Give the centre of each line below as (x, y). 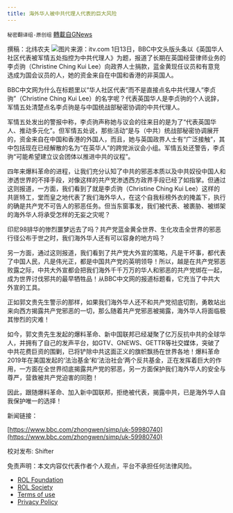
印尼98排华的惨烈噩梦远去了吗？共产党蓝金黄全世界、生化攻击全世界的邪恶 (114, 229)
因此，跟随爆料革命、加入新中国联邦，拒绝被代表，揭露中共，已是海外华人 (113, 392)
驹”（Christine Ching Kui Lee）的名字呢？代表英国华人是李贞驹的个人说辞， (115, 98)
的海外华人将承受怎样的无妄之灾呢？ (59, 214)
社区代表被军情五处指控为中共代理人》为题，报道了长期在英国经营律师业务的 (116, 58)
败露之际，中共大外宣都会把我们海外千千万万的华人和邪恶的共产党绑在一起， (116, 270)
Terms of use (36, 494)
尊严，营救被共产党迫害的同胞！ (53, 377)
